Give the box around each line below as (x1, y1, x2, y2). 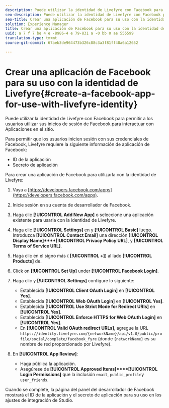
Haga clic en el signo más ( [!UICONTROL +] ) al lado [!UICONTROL (12, 252, 152, 259)
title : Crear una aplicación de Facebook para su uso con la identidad (5, 26, 158, 31)
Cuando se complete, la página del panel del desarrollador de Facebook (5, 386, 155, 392)
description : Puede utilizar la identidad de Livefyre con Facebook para (5, 7, 163, 13)
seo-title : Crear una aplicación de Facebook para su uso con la (5, 17, 145, 22)
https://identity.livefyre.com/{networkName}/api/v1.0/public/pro (20, 331, 162, 336)
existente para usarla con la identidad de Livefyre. (12, 217, 117, 223)
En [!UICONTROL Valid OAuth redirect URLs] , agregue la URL (20, 325, 149, 331)
